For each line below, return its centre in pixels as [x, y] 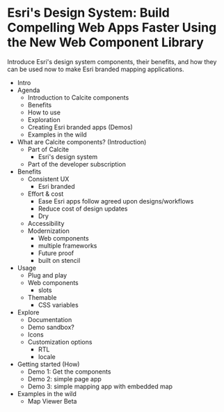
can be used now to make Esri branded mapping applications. [96, 69]
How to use [44, 112]
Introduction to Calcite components [78, 97]
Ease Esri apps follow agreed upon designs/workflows [116, 201]
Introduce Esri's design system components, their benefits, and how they [112, 61]
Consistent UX [48, 178]
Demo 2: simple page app [65, 379]
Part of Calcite [48, 149]
